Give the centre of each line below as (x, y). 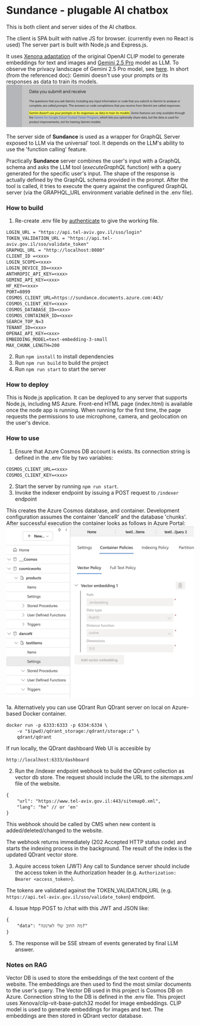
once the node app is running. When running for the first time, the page (94, 410)
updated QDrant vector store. (42, 855)
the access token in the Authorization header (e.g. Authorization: (96, 873)
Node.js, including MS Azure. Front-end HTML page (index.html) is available (99, 404)
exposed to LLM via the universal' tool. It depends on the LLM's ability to (95, 143)
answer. (24, 949)
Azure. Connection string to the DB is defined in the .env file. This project (96, 997)
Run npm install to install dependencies (64, 356)
